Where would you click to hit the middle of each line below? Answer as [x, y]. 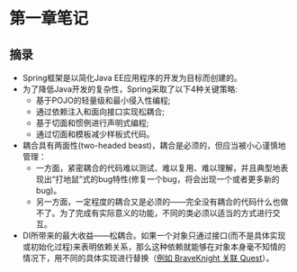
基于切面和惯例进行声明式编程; [92, 123]
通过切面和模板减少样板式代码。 [95, 134]
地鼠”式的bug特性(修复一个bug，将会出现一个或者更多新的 [171, 179]
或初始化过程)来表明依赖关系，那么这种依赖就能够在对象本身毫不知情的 [154, 247]
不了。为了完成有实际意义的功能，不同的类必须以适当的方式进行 [154, 213]
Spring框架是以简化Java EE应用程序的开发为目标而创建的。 [132, 78]
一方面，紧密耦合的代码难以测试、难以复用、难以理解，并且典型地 [158, 168]
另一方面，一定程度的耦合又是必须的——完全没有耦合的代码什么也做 [162, 202]
